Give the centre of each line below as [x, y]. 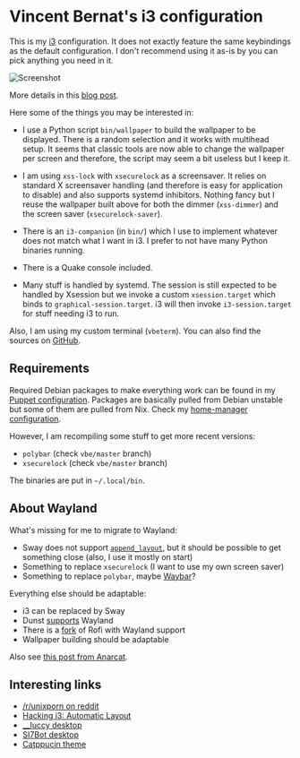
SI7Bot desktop [50, 735]
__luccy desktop [52, 725]
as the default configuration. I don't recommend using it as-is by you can [144, 50]
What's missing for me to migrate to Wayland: [93, 530]
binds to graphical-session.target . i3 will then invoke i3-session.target [157, 304]
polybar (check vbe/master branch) [87, 453]
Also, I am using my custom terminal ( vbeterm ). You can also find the [135, 331]
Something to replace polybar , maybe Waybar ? [109, 576]
